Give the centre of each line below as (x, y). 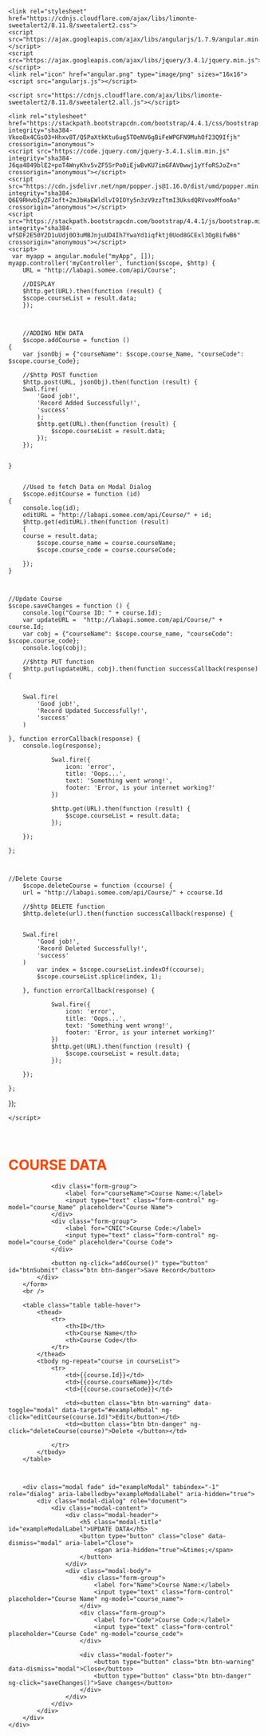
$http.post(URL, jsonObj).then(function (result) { (110, 382)
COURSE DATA (58, 1165)
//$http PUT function (58, 662)
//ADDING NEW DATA (53, 333)
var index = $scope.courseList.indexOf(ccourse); (121, 970)
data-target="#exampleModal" (110, 1410)
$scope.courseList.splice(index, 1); (99, 977)
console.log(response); (62, 746)
